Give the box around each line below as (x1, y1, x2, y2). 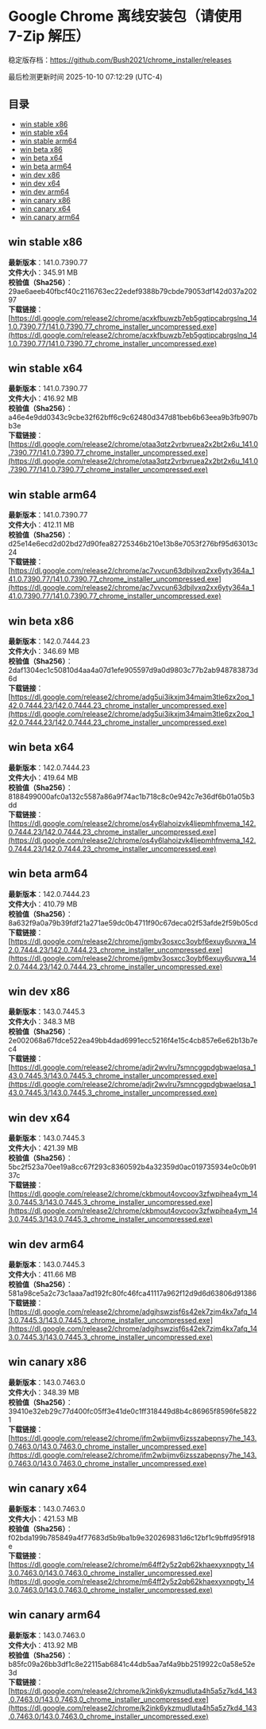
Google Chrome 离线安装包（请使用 (8, 7, 242, 25)
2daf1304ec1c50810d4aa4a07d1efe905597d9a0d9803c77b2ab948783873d (8, 666, 259, 675)
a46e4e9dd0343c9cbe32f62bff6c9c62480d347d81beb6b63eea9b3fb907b (8, 413, 258, 422)
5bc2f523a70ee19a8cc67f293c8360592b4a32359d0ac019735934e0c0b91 (8, 1162, 256, 1172)
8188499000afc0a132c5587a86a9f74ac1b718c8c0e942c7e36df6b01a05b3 (8, 792, 256, 801)
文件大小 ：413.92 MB (8, 1640, 78, 1649)
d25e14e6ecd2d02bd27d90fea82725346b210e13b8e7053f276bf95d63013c (8, 539, 258, 549)
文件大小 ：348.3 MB (8, 1017, 75, 1027)
